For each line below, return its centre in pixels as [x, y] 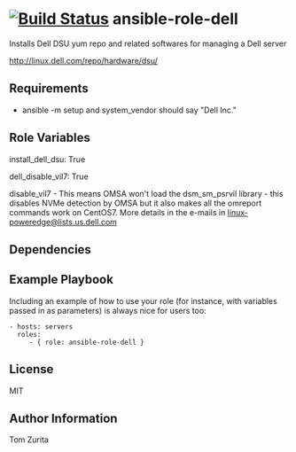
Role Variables [50, 138]
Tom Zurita [29, 440]
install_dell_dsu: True [47, 159]
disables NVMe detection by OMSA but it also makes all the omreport [136, 203]
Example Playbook [61, 280]
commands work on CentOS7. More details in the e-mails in [117, 212]
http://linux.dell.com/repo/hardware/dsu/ [83, 60]
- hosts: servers [41, 327]
